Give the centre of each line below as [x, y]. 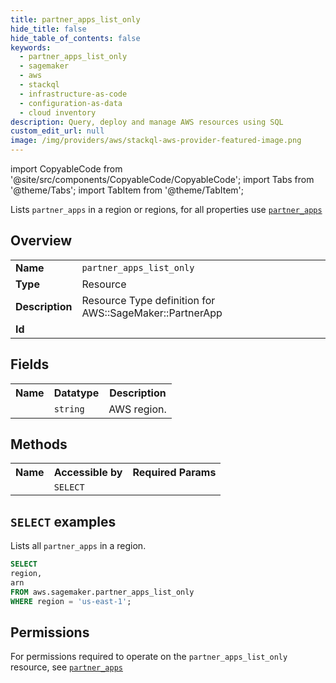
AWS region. [137, 409]
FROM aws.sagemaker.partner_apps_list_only [102, 592]
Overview [41, 241]
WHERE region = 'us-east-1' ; [71, 601]
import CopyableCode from [66, 169]
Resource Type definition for [148, 300]
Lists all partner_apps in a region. [78, 546]
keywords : [31, 47]
